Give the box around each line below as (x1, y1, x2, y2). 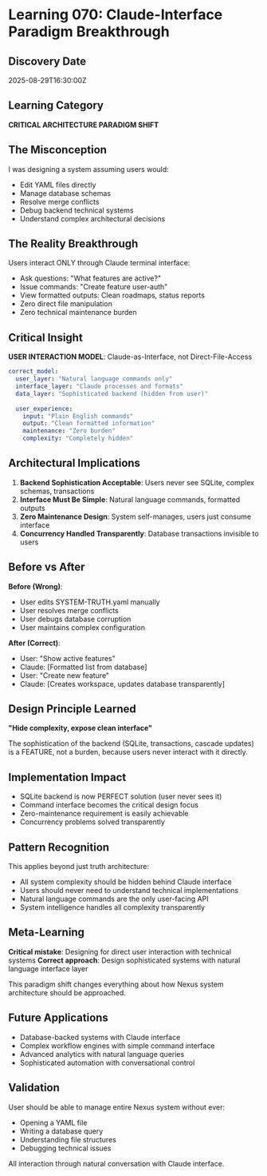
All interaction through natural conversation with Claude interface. (8, 1158, 225, 1168)
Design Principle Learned (8, 702, 137, 716)
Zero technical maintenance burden (19, 308, 137, 317)
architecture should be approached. (8, 987, 126, 997)
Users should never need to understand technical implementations (19, 886, 239, 895)
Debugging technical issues (19, 1143, 112, 1153)
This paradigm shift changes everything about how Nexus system (8, 979, 225, 989)
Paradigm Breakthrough (8, 22, 170, 41)
